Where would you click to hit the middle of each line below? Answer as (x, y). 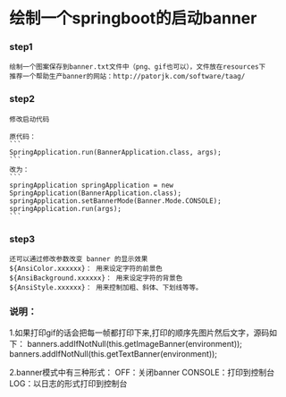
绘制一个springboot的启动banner (133, 18)
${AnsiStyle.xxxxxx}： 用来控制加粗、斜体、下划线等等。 (106, 288)
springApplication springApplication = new (92, 185)
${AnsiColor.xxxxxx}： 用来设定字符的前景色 (86, 269)
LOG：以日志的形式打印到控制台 (68, 384)
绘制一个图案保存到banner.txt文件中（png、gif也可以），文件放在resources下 (138, 67)
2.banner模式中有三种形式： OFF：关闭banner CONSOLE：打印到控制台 (142, 373)
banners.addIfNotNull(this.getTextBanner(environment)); (113, 354)
